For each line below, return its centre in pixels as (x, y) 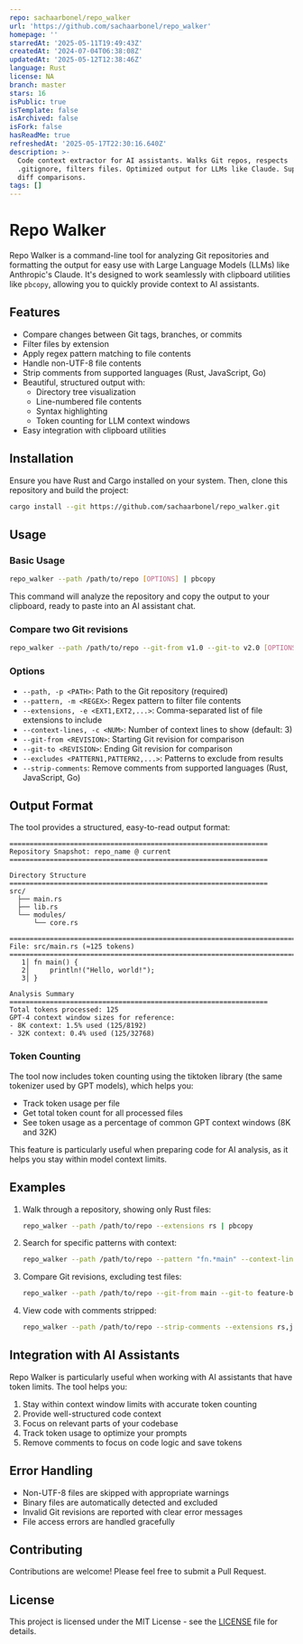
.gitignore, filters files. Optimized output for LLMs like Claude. (149, 169)
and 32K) (40, 1132)
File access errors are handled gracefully (99, 1521)
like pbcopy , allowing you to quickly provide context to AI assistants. (134, 285)
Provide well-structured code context (92, 1414)
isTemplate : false (44, 110)
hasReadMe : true (40, 135)
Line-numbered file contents (89, 401)
